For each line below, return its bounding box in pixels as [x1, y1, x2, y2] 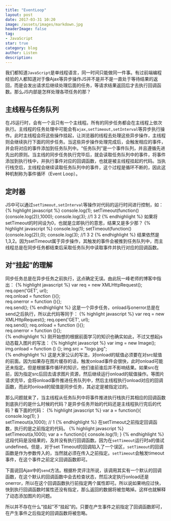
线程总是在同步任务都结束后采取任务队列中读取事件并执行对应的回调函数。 [5, 245, 161, 250]
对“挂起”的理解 [5, 261, 53, 270]
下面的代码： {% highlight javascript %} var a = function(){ [18, 407, 141, 413]
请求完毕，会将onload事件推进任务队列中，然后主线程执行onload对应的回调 [5, 377, 164, 383]
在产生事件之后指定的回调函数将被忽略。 [5, 510, 90, 516]
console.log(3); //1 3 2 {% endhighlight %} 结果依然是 [47, 232, 159, 238]
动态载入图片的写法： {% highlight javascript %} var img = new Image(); [5, 340, 156, 346]
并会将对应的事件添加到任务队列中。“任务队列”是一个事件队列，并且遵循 [5, 145, 157, 151]
